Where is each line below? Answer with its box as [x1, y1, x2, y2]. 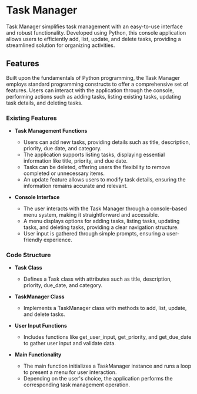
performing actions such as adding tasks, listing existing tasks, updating [6, 93, 181, 100]
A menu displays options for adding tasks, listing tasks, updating [23, 218, 180, 225]
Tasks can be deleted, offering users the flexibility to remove [23, 164, 171, 171]
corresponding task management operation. [23, 381, 131, 388]
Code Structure [6, 251, 51, 259]
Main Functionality [14, 351, 62, 358]
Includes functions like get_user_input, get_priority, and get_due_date [23, 334, 192, 341]
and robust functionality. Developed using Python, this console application [6, 29, 186, 36]
